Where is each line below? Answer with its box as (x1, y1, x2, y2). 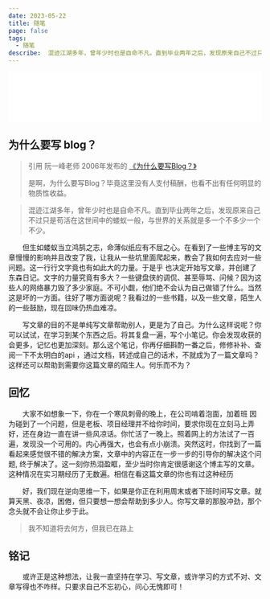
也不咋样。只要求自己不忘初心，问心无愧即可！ (29, 582, 185, 592)
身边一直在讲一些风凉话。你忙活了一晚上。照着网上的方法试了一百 (35, 429, 255, 438)
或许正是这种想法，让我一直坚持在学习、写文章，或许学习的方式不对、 (22, 572, 255, 581)
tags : (8, 34, 27, 43)
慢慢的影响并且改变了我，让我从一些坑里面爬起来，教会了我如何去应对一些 (14, 252, 262, 262)
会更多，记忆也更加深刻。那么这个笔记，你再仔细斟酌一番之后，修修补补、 (8, 339, 255, 350)
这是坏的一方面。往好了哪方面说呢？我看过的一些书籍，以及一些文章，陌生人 (8, 293, 262, 302)
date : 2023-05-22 (8, 11, 67, 20)
